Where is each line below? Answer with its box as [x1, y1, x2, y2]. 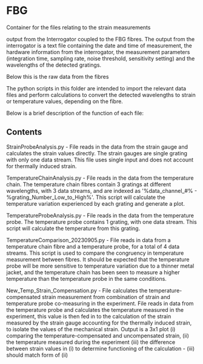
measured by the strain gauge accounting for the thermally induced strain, [6, 319, 192, 326]
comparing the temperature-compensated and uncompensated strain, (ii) [6, 332, 189, 339]
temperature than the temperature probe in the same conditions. [6, 275, 167, 282]
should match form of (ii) [6, 351, 68, 359]
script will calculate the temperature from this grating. [6, 224, 141, 232]
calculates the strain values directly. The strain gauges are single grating [6, 149, 188, 157]
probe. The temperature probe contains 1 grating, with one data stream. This [6, 218, 197, 225]
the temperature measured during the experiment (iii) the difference [6, 338, 176, 346]
